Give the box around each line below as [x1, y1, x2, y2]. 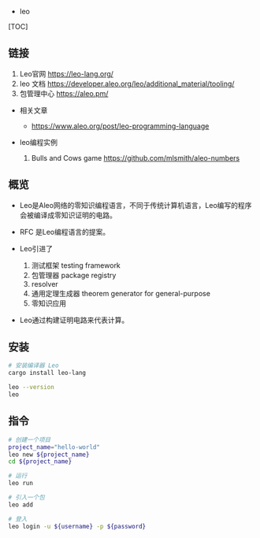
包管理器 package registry [31, 270, 117, 280]
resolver [31, 279, 59, 288]
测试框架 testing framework [31, 260, 121, 270]
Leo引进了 [19, 243, 54, 253]
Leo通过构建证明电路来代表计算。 [19, 315, 129, 325]
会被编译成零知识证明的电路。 [19, 210, 117, 220]
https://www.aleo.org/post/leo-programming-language [31, 121, 210, 131]
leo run [8, 480, 34, 488]
